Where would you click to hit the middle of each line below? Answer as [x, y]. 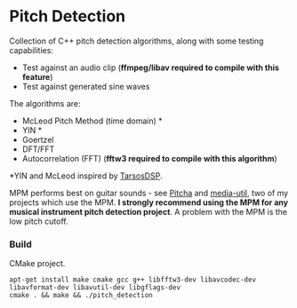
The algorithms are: [45, 103]
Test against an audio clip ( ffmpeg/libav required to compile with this [151, 67]
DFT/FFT [38, 149]
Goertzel [38, 139]
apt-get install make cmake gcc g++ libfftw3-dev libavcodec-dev [132, 280]
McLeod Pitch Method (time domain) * [92, 121]
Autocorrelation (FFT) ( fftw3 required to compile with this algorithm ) [149, 158]
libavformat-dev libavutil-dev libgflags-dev [95, 288]
